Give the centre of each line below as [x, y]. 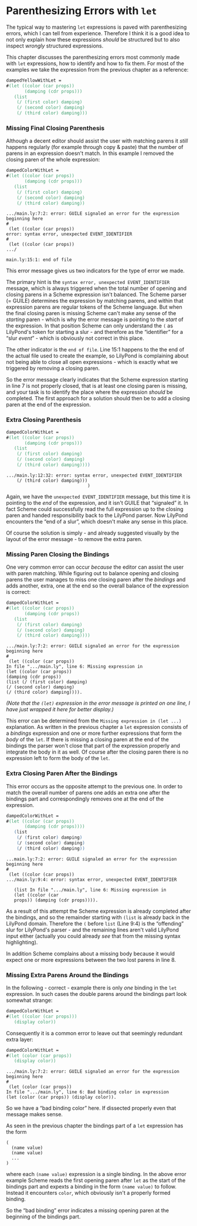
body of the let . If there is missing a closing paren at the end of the [87, 739]
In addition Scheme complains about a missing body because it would [90, 953]
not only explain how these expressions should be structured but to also [93, 39]
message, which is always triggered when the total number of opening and [96, 288]
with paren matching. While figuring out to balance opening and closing [92, 573]
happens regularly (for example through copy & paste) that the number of [95, 147]
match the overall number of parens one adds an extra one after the [88, 792]
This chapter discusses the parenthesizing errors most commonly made [93, 57]
